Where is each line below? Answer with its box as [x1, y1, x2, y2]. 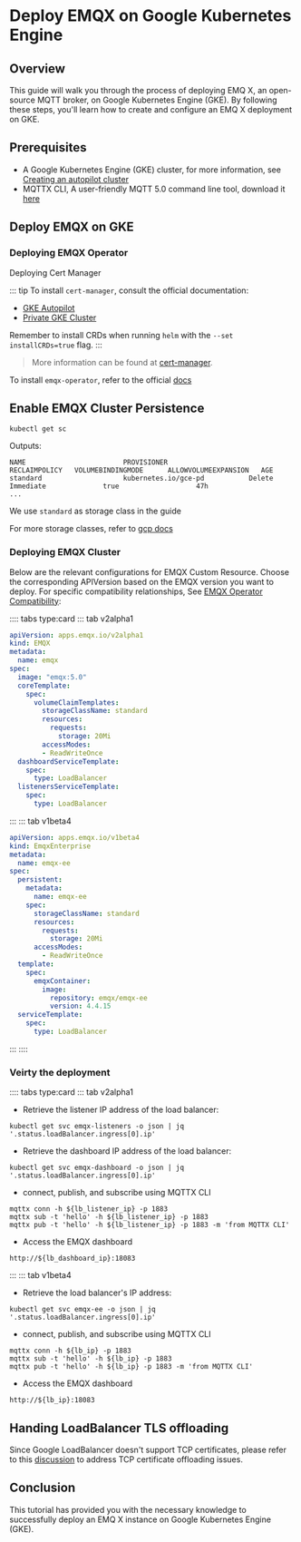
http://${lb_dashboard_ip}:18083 [9, 1254, 136, 1264]
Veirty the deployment [9, 1066, 111, 1078]
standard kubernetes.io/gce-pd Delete [9, 473, 274, 483]
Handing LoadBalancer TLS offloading [9, 1420, 229, 1436]
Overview [9, 61, 66, 76]
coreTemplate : [17, 681, 71, 690]
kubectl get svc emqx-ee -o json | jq [9, 1305, 156, 1314]
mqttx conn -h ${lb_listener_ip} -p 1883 [9, 1205, 169, 1214]
